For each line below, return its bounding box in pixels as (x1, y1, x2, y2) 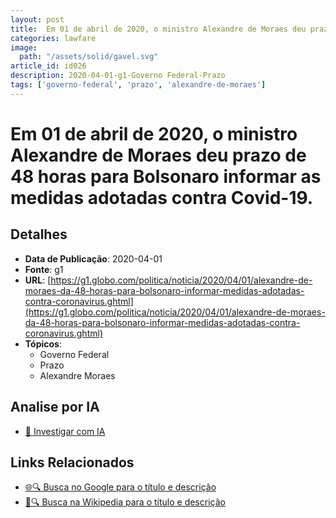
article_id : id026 (10, 61, 87, 71)
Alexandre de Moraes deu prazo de (10, 144, 307, 166)
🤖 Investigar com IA (24, 425, 106, 437)
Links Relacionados (10, 454, 135, 471)
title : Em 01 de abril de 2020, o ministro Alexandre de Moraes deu (10, 24, 307, 34)
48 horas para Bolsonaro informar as (10, 165, 322, 188)
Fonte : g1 (24, 263, 64, 275)
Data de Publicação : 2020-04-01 (24, 252, 163, 265)
